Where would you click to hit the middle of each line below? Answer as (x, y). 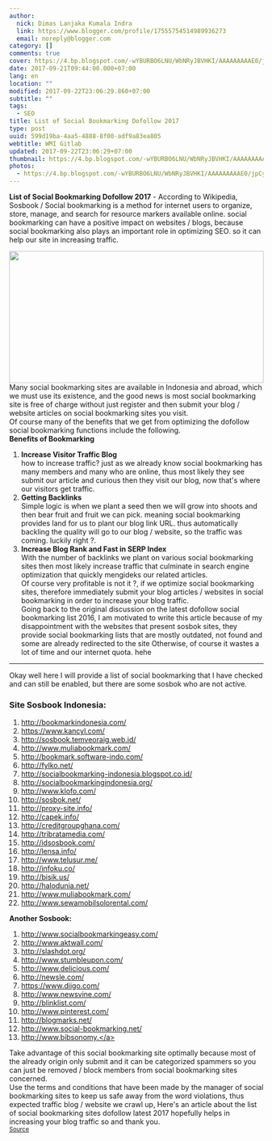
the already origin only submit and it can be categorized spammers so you (133, 1062)
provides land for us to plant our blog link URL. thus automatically (130, 523)
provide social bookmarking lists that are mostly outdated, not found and (142, 635)
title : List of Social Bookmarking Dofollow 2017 (94, 121)
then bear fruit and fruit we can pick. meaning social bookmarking (130, 515)
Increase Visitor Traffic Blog (69, 454)
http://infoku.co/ (48, 868)
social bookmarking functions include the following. (95, 430)
